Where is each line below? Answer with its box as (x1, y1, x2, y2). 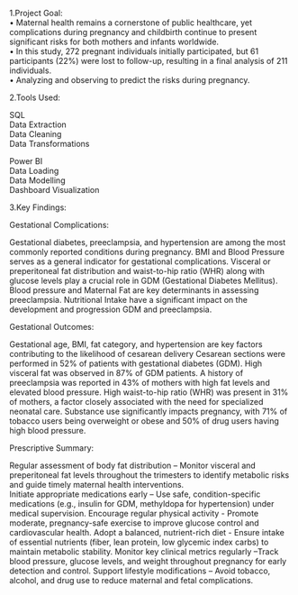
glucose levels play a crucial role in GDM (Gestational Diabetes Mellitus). (9, 275, 278, 286)
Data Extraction (9, 119, 68, 130)
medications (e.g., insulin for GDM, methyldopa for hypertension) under (9, 499, 275, 508)
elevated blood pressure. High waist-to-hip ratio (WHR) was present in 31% (9, 387, 289, 398)
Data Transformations (9, 139, 90, 149)
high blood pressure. (9, 426, 86, 435)
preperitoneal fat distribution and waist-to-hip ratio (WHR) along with (9, 266, 266, 276)
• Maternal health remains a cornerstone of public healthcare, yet (9, 17, 253, 28)
